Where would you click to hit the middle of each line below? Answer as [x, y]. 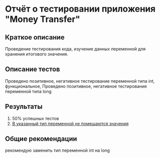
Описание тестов [32, 69]
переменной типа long [28, 91]
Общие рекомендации [41, 139]
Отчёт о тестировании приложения [80, 9]
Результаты [24, 107]
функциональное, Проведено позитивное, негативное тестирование [76, 86]
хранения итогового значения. [37, 54]
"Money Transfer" [43, 19]
